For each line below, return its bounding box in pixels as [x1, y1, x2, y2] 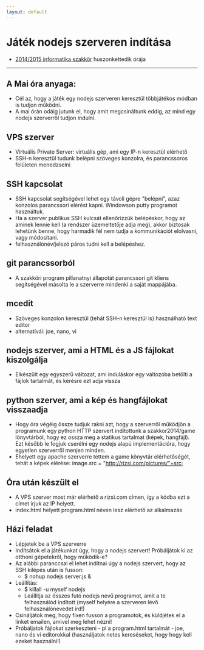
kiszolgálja [6, 355, 48, 365]
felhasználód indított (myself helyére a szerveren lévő [24, 598, 158, 605]
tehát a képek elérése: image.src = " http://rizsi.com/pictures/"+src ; [15, 460, 183, 467]
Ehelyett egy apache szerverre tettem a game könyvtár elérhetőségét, [15, 453, 191, 460]
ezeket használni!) [15, 637, 61, 645]
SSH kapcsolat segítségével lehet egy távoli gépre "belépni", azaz [15, 195, 180, 202]
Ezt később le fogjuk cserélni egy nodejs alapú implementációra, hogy [15, 440, 191, 448]
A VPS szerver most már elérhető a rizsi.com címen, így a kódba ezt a [15, 493, 190, 501]
